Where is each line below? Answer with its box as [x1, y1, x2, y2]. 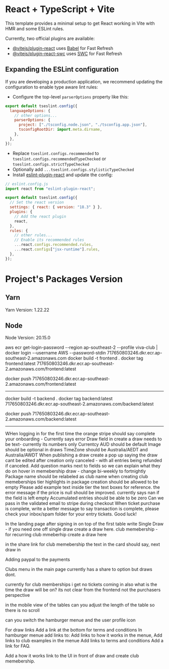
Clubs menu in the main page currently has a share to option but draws [5, 567, 152, 573]
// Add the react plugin [14, 214, 66, 219]
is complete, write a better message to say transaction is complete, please [5, 506, 159, 512]
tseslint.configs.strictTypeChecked [12, 162, 90, 167]
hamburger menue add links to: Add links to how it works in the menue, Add [5, 632, 162, 638]
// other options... [14, 113, 57, 118]
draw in [5, 547, 21, 553]
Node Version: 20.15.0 [5, 335, 51, 341]
